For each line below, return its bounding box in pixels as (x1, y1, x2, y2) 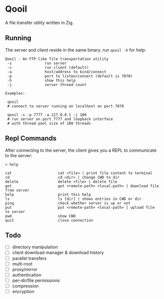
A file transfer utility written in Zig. (5, 20, 74, 26)
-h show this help (7, 78, 76, 83)
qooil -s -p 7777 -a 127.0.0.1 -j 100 (7, 112, 87, 117)
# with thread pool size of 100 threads (7, 121, 91, 126)
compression (12, 283, 39, 289)
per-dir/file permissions (12, 277, 60, 283)
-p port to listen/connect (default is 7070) (7, 74, 133, 79)
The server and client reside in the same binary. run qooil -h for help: (5, 47, 146, 53)
